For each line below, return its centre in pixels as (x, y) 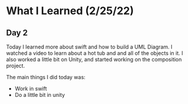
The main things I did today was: (46, 77)
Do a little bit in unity (40, 95)
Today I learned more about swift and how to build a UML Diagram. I (90, 47)
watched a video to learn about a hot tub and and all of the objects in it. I (95, 53)
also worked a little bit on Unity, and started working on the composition (94, 59)
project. (16, 66)
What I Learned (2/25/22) (70, 11)
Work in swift (31, 89)
